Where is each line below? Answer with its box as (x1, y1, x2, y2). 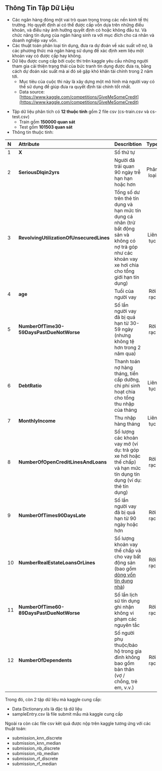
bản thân (114, 666, 135, 673)
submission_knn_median (12, 740, 61, 746)
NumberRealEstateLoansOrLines (18, 559, 95, 566)
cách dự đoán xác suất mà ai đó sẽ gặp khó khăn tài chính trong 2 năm (12, 68, 153, 74)
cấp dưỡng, (114, 376, 140, 383)
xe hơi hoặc (114, 452, 141, 459)
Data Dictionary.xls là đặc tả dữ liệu (12, 706, 82, 712)
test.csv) (12, 113, 30, 119)
